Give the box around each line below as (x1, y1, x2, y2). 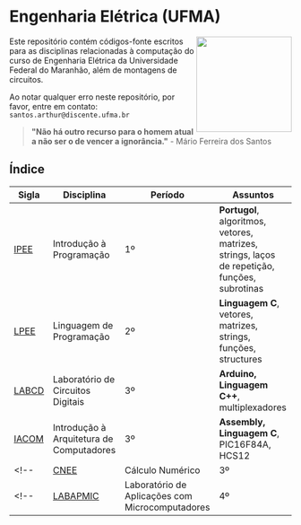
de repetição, (219, 259, 275, 272)
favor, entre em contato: (9, 101, 99, 111)
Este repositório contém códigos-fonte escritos (9, 36, 184, 47)
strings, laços (219, 249, 276, 261)
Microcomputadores (125, 501, 211, 513)
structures (219, 353, 262, 365)
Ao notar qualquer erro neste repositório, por (9, 92, 176, 102)
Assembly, (219, 416, 266, 428)
